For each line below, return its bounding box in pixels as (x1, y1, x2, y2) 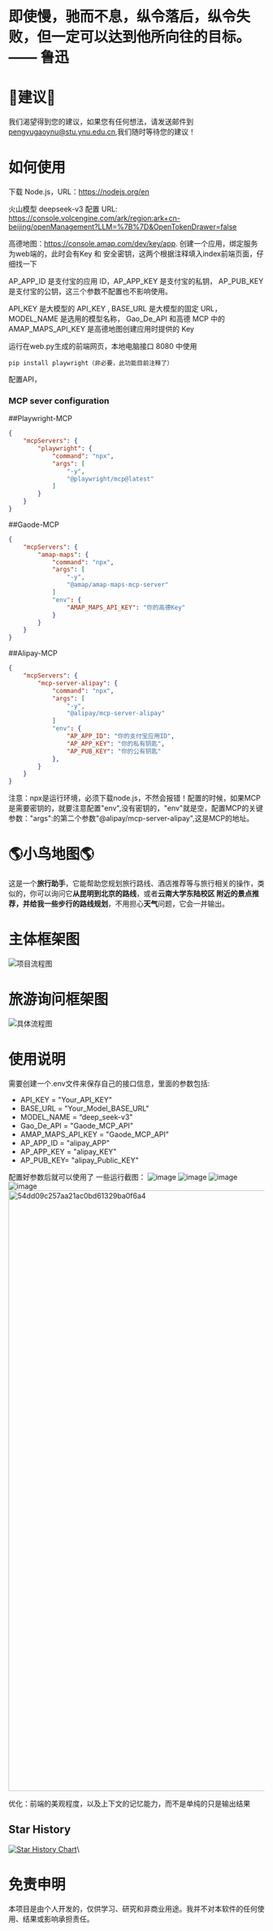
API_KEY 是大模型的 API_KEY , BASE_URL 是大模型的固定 (8, 304, 199, 314)
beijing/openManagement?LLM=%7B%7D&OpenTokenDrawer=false (8, 222, 237, 232)
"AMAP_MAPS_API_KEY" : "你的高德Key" (66, 603, 186, 611)
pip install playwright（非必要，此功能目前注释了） (8, 359, 173, 367)
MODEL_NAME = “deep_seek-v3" (19, 1111, 133, 1122)
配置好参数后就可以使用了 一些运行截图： (8, 1172, 146, 1181)
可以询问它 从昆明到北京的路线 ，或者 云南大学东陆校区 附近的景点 (36, 889, 253, 898)
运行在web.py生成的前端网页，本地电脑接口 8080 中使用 (8, 341, 197, 351)
